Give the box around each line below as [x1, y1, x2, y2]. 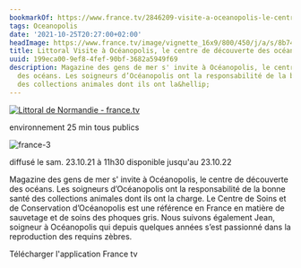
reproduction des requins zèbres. [9, 230, 133, 242]
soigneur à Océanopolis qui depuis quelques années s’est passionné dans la [9, 221, 291, 232]
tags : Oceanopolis [9, 22, 78, 30]
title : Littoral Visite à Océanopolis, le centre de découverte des [9, 47, 271, 56]
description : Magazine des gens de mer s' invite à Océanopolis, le [9, 64, 271, 73]
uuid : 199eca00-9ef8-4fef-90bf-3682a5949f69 [9, 55, 178, 64]
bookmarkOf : [9, 13, 54, 22]
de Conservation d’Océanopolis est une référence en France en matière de [9, 203, 285, 213]
